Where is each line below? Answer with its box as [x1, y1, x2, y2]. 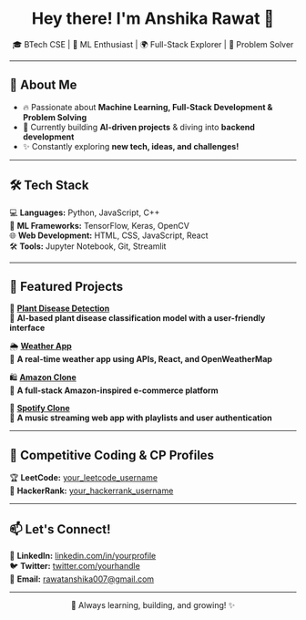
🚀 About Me [9, 77, 77, 93]
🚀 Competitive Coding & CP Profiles [9, 447, 215, 463]
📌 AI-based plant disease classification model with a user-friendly [9, 313, 266, 324]
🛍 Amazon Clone [9, 372, 77, 383]
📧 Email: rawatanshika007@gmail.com [9, 573, 155, 584]
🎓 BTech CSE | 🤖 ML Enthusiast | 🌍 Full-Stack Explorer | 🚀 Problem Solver [12, 38, 294, 49]
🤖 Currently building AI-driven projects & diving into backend [22, 121, 255, 132]
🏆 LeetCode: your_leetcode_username [9, 472, 158, 483]
